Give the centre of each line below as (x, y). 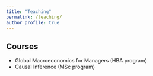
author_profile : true (33, 22)
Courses (22, 46)
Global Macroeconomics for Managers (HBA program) (81, 61)
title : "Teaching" (29, 11)
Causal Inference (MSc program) (55, 67)
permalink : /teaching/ (34, 17)
